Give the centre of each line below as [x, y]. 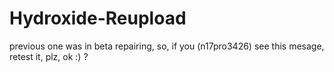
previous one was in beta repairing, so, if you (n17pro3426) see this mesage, [167, 46]
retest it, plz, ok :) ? [49, 56]
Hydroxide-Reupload [98, 18]
